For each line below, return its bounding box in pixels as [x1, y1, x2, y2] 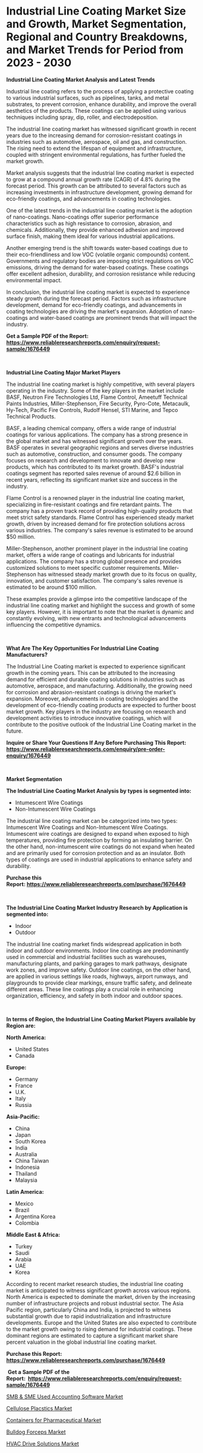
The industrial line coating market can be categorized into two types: [6, 817, 178, 824]
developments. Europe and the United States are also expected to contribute [6, 1319, 197, 1326]
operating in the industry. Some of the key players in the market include [6, 387, 184, 394]
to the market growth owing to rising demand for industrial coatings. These [6, 1325, 193, 1333]
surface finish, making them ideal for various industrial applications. [6, 232, 175, 240]
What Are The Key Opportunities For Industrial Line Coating [6, 645, 159, 652]
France [14, 1082, 33, 1089]
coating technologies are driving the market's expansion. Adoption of [6, 308, 179, 315]
